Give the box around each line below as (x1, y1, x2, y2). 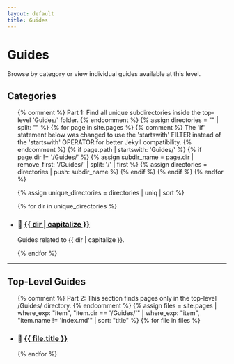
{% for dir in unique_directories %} (17, 202, 117, 211)
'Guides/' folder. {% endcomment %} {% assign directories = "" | (32, 116, 219, 124)
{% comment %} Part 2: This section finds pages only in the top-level (17, 294, 217, 303)
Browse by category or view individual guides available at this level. (7, 70, 201, 78)
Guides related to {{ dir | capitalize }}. (17, 235, 125, 244)
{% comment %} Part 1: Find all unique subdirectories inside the (17, 109, 201, 117)
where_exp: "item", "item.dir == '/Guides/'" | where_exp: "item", (17, 309, 200, 317)
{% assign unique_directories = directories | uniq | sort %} (17, 189, 185, 197)
